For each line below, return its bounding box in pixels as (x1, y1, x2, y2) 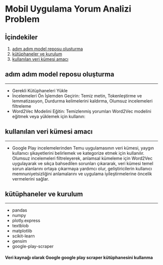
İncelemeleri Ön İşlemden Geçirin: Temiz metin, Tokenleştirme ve (12, 93, 142, 99)
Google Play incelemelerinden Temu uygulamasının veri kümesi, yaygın (12, 145, 154, 151)
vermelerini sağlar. (12, 176, 49, 182)
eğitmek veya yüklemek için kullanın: (12, 113, 86, 119)
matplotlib (12, 228, 33, 234)
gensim (12, 238, 27, 244)
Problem (5, 14, 40, 25)
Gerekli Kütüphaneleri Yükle (12, 87, 68, 93)
